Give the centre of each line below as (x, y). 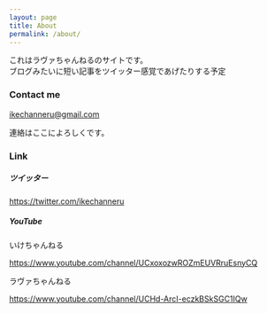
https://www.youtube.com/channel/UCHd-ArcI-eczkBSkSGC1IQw (128, 299)
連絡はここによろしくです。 (59, 132)
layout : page (33, 17)
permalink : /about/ (45, 34)
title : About (33, 26)
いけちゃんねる (36, 245)
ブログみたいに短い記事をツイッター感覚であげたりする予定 (118, 71)
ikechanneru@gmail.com (54, 114)
